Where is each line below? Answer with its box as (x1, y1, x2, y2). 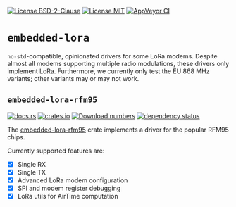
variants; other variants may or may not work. (7, 74, 139, 82)
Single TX (17, 168, 46, 176)
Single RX (17, 160, 46, 168)
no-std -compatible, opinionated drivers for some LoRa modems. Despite (7, 51, 218, 60)
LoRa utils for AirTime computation (17, 192, 118, 200)
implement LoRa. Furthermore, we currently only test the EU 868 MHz (7, 67, 210, 75)
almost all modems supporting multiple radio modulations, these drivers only (7, 59, 230, 68)
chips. (7, 132, 25, 141)
